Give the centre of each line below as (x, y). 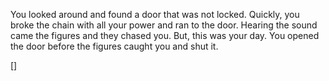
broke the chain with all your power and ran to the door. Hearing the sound (164, 25)
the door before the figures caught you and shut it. (114, 46)
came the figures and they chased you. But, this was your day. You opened (165, 35)
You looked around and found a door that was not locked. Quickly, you (155, 14)
